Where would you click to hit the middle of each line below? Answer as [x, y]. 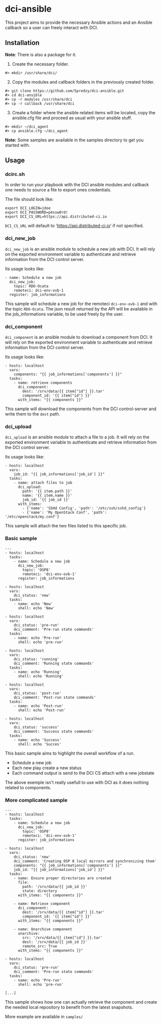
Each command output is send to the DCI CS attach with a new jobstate [83, 773]
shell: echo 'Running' [41, 676]
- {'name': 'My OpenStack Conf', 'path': [65, 513]
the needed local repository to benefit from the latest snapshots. [69, 1007]
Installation [22, 43]
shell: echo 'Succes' [40, 744]
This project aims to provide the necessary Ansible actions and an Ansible [79, 22]
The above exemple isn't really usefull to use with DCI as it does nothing [77, 782]
